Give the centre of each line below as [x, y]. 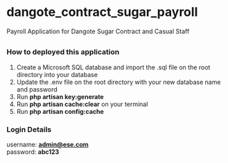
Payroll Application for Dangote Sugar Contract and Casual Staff [98, 31]
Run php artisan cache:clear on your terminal [82, 104]
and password [37, 89]
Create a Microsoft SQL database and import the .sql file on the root [113, 67]
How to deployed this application [63, 52]
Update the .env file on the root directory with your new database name [119, 82]
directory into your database [57, 74]
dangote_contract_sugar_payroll [102, 12]
